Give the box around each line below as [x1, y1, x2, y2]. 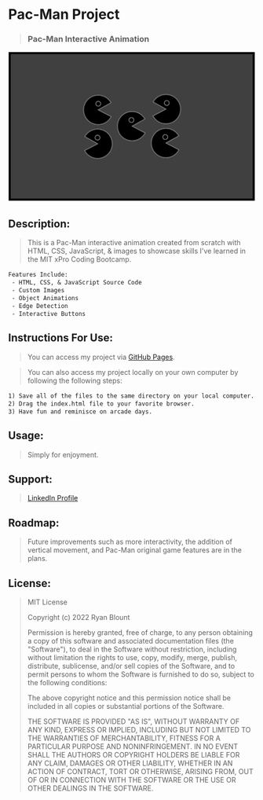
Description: [8, 217, 71, 230]
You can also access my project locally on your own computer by [27, 367, 239, 376]
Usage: [8, 429, 45, 442]
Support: [8, 472, 53, 486]
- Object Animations [11, 294, 79, 302]
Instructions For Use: [8, 332, 114, 345]
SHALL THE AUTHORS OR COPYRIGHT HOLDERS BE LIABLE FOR [27, 750, 240, 760]
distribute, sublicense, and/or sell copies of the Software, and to [27, 662, 236, 671]
